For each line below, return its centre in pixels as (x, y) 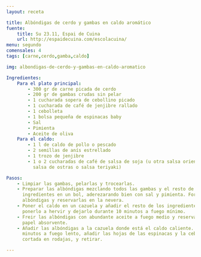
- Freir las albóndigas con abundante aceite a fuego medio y (96, 217)
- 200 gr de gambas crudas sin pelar (74, 95)
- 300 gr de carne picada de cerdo (72, 89)
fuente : (16, 28)
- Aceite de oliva (51, 134)
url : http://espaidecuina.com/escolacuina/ (72, 40)
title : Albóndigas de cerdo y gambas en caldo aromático (79, 23)
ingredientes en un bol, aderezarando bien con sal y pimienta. (104, 195)
